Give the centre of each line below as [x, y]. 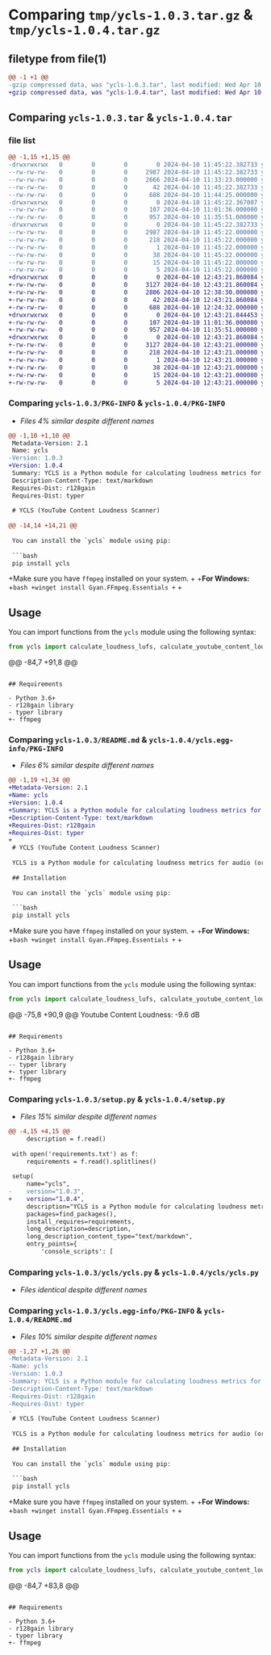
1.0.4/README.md [40, 1320]
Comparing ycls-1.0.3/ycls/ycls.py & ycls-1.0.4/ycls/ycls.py [134, 1272]
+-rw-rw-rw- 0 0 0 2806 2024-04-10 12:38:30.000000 [133, 292]
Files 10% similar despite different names [88, 1336]
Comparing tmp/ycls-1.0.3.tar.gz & [131, 15]
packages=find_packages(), [71, 1214]
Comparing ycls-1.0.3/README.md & [78, 740]
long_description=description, [79, 1229]
